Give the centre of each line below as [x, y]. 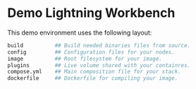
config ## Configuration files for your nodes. [91, 52]
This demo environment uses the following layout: [80, 32]
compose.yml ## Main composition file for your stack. [94, 72]
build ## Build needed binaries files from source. [99, 45]
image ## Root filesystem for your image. [85, 59]
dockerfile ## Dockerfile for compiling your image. [93, 78]
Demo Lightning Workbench [91, 13]
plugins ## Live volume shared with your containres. [99, 65]
